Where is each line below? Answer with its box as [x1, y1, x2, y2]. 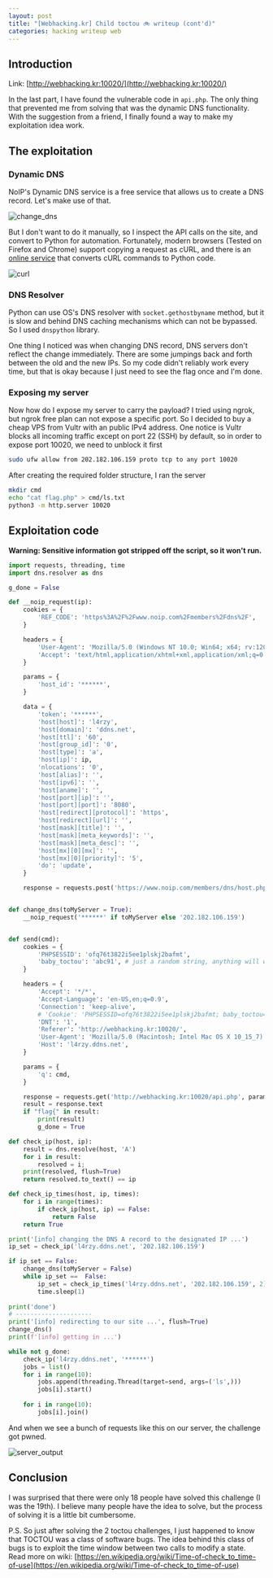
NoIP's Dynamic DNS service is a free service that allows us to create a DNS [8, 186, 264, 196]
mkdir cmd [8, 486, 42, 495]
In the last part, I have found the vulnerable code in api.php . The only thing [8, 94, 258, 104]
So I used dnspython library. [8, 325, 100, 334]
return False [51, 1213, 96, 1221]
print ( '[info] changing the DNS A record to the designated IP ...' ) [8, 1235, 249, 1244]
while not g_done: [8, 1348, 71, 1356]
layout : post [8, 11, 53, 20]
